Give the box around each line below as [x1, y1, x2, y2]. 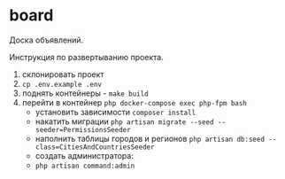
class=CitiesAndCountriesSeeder [35, 143, 155, 152]
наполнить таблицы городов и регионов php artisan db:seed [35, 133, 266, 144]
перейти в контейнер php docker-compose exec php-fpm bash [21, 97, 248, 107]
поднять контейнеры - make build [21, 88, 149, 98]
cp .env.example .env [21, 80, 102, 89]
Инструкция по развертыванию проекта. [9, 51, 164, 62]
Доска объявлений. [9, 35, 84, 45]
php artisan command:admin [35, 161, 135, 170]
